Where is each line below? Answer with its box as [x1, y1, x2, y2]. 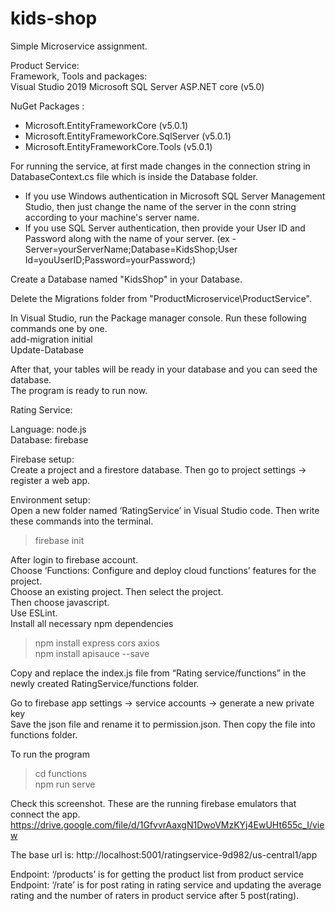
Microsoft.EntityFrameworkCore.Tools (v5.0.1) [24, 140, 213, 152]
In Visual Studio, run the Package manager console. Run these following [10, 312, 307, 324]
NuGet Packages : [10, 100, 85, 112]
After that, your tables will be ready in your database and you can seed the [10, 363, 318, 375]
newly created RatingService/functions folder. [10, 677, 200, 689]
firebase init [34, 534, 85, 546]
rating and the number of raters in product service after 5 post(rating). [10, 889, 300, 901]
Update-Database [10, 343, 85, 356]
